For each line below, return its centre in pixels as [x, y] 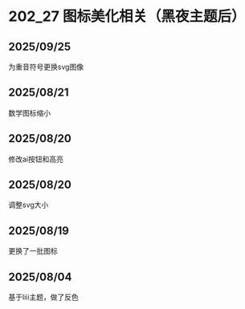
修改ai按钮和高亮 [36, 159]
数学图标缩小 [29, 112]
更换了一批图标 [33, 251]
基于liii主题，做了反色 [43, 297]
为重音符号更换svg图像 [46, 67]
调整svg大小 [29, 205]
